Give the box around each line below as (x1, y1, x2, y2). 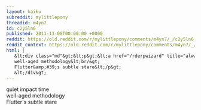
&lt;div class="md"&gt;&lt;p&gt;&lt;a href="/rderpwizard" (14, 53, 165, 59)
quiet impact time (6, 86, 50, 93)
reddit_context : (6, 42, 47, 48)
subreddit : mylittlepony (6, 14, 68, 20)
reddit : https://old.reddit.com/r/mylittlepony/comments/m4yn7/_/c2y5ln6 (6, 36, 194, 42)
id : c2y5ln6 (6, 25, 36, 32)
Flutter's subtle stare (6, 99, 57, 106)
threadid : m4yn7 (6, 20, 47, 26)
